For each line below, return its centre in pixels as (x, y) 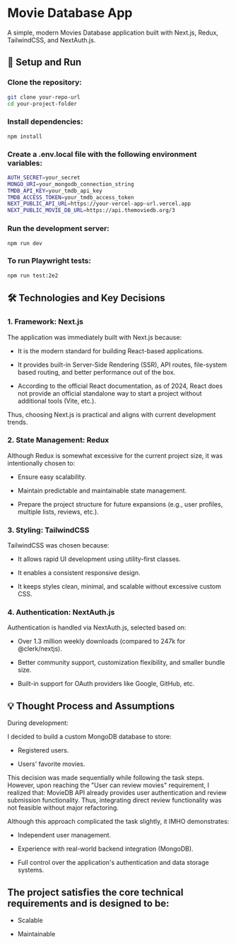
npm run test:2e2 (33, 276)
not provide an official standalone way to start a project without (110, 393)
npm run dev (25, 243)
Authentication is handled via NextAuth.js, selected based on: (97, 627)
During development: (38, 723)
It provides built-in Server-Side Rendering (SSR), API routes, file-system (122, 365)
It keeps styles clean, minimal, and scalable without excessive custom (119, 586)
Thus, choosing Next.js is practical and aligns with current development (112, 414)
